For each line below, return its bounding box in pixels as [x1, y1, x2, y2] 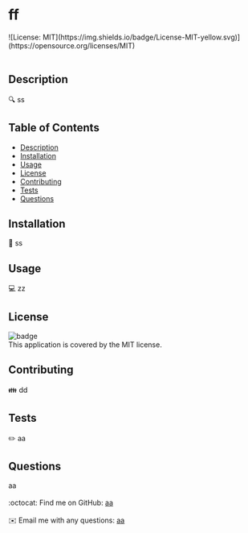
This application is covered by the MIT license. [8, 340, 162, 349]
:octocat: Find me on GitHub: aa [8, 498, 114, 508]
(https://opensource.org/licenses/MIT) [8, 40, 136, 50]
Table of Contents [8, 121, 100, 134]
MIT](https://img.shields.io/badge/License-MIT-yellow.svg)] [43, 32, 241, 42]
